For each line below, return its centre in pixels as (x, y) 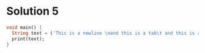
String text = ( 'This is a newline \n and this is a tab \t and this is (103, 33)
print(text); (28, 39)
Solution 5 (33, 11)
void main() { (24, 27)
